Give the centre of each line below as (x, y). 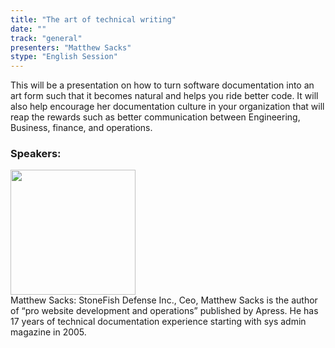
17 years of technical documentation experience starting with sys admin (158, 322)
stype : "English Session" (64, 57)
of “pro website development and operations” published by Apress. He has (164, 311)
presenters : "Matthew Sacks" (71, 47)
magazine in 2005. (48, 332)
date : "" (28, 29)
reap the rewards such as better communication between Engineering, (155, 117)
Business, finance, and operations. (81, 128)
